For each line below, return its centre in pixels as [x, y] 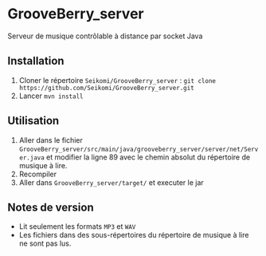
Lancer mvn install [51, 96]
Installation [36, 61]
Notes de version [51, 207]
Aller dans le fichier [51, 140]
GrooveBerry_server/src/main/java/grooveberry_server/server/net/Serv [139, 149]
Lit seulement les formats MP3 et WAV [77, 226]
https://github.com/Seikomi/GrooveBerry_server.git [106, 88]
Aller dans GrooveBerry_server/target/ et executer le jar [111, 182]
